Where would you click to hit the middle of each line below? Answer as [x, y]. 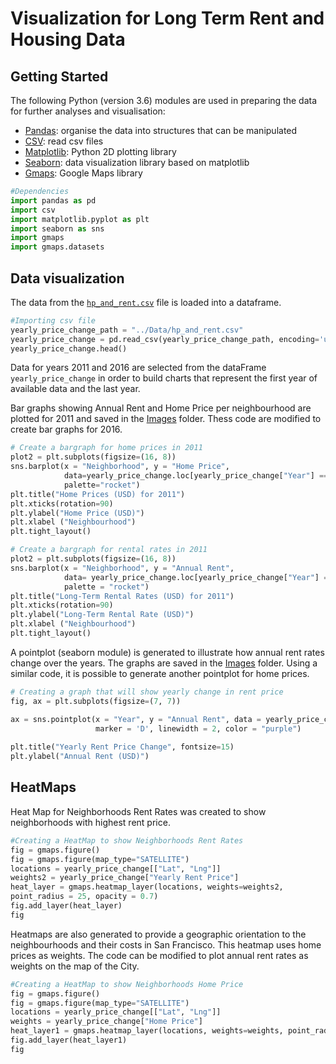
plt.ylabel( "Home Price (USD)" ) [77, 513]
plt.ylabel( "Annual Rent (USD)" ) [80, 757]
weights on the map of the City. [75, 966]
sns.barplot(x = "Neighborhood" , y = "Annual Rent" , [122, 568]
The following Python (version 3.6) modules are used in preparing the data [164, 100]
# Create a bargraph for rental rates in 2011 [109, 550]
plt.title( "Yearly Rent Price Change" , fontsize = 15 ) [122, 747]
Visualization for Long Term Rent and [167, 18]
